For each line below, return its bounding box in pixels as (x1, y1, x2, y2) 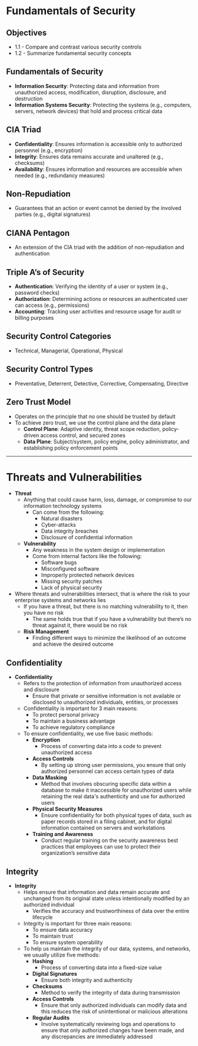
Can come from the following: (32, 509, 105, 516)
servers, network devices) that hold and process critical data (14, 108, 163, 115)
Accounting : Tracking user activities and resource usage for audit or (14, 308, 181, 315)
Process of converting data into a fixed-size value (41, 964, 162, 971)
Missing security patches (41, 578, 103, 585)
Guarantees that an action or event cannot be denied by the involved (14, 205, 181, 212)
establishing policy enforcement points (23, 444, 118, 451)
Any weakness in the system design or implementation (32, 546, 165, 553)
